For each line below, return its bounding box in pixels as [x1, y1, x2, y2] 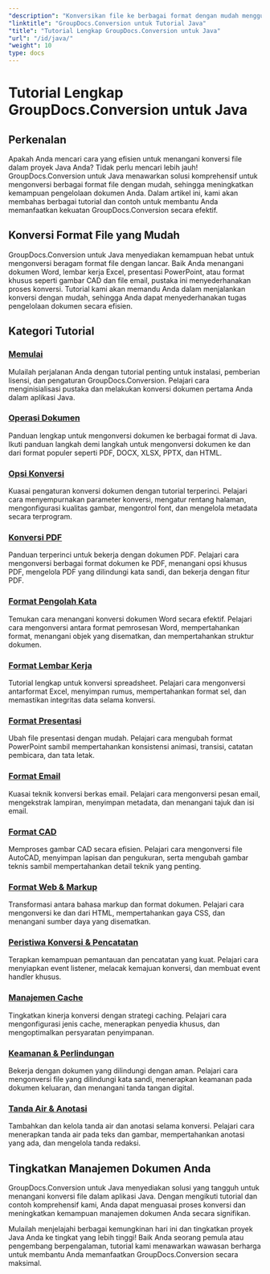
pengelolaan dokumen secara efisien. [8, 301, 133, 310]
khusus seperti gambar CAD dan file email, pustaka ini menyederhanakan [8, 275, 252, 285]
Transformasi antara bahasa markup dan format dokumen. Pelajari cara [8, 899, 245, 909]
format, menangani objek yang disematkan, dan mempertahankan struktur [8, 631, 255, 641]
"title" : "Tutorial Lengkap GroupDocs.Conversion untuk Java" [8, 27, 221, 35]
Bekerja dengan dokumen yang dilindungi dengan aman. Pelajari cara [8, 1066, 239, 1075]
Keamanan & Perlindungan [8, 1047, 115, 1059]
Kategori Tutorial [8, 325, 95, 338]
